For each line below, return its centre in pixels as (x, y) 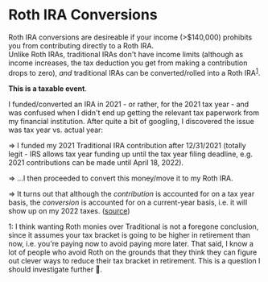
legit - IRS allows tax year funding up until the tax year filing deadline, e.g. (131, 154)
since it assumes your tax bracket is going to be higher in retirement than (130, 234)
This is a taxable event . (47, 88)
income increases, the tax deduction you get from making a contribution (128, 63)
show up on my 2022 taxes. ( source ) (69, 210)
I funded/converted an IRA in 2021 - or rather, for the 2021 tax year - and (129, 104)
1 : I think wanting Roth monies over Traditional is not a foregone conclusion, (134, 226)
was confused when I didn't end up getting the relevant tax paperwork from (134, 112)
